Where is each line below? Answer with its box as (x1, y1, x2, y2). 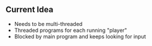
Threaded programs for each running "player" (14, 27, 128, 34)
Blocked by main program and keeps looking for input (14, 32, 147, 40)
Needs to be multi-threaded (14, 20, 83, 27)
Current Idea (5, 5, 54, 15)
